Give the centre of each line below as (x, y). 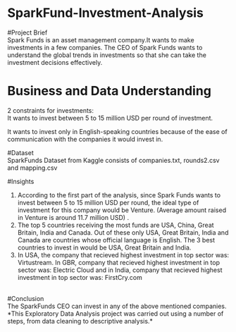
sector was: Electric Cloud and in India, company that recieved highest (120, 270)
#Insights (21, 181)
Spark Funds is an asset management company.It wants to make (101, 39)
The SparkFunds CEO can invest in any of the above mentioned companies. (117, 306)
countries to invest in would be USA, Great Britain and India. (104, 247)
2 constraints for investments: (50, 110)
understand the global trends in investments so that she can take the (107, 55)
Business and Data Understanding (109, 91)
